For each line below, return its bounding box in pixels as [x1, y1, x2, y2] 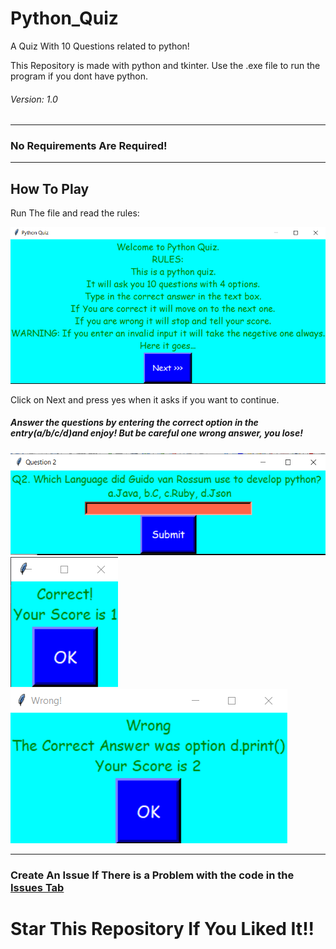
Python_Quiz [10, 7, 119, 30]
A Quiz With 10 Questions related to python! [10, 40, 190, 52]
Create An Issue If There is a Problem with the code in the [10, 868, 295, 882]
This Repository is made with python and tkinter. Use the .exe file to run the [10, 59, 321, 71]
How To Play [10, 180, 90, 197]
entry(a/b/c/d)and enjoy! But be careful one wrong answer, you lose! [10, 427, 303, 439]
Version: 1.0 [10, 93, 58, 105]
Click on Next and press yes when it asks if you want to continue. [10, 393, 280, 406]
